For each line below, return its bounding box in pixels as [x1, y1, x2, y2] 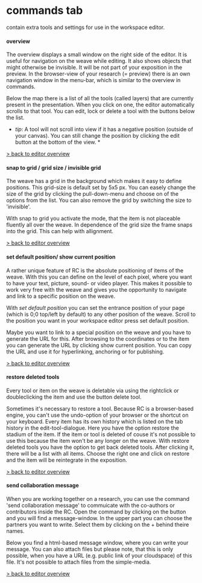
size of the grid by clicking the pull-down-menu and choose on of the [6, 190, 179, 198]
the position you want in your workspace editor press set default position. [6, 317, 189, 324]
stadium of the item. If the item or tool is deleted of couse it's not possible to [6, 430, 196, 438]
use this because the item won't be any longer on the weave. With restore [6, 437, 190, 444]
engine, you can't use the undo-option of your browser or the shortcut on [6, 411, 189, 419]
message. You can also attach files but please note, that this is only [6, 545, 174, 553]
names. [6, 527, 25, 535]
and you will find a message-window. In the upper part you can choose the [6, 514, 192, 521]
